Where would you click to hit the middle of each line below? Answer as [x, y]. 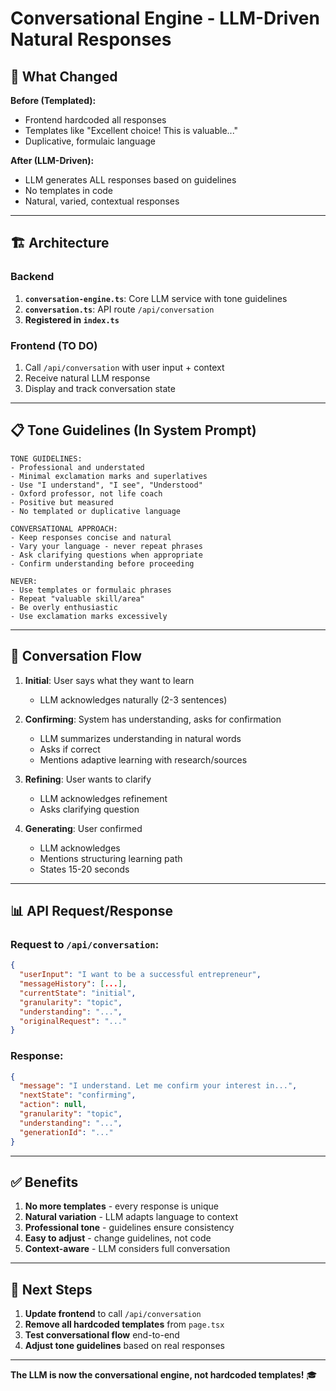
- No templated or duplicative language [96, 511]
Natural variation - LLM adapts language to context [131, 1217]
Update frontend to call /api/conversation [113, 1314]
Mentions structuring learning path [111, 858]
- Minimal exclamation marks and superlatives [109, 476]
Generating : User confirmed [83, 828]
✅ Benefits [44, 1182]
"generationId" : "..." [66, 1132]
